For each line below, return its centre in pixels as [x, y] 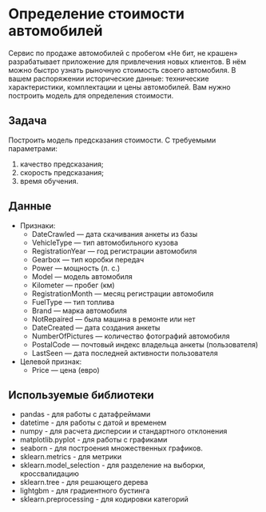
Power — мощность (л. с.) [76, 268]
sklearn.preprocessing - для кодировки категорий [104, 499]
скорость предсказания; [62, 172]
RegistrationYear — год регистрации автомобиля [114, 251]
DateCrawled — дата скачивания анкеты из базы [115, 234]
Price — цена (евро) [66, 370]
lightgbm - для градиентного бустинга [85, 491]
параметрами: [33, 148]
